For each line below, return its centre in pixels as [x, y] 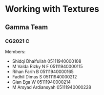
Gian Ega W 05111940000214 [41, 82]
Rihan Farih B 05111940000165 [43, 71]
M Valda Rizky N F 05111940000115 [47, 66]
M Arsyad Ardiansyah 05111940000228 [52, 87]
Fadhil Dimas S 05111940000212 [44, 76]
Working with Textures [52, 9]
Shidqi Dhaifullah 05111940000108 [47, 61]
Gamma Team [26, 27]
